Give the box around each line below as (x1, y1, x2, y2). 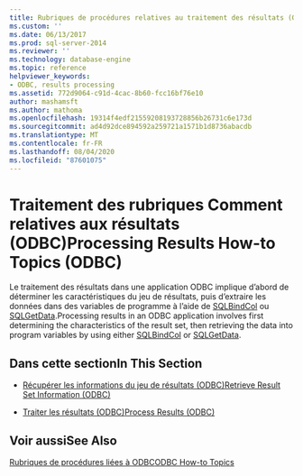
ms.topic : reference (9, 64, 87, 73)
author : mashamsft (9, 96, 78, 106)
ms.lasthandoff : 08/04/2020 (9, 147, 115, 156)
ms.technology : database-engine (9, 55, 131, 64)
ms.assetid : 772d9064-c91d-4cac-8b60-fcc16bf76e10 (9, 88, 204, 97)
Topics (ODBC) (9, 252, 123, 272)
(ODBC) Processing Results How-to (9, 233, 277, 253)
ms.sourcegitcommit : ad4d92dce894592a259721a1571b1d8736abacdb (9, 123, 252, 132)
